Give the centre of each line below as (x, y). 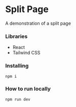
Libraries (16, 36)
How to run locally (28, 89)
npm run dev (18, 99)
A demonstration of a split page (38, 23)
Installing (17, 66)
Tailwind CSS (26, 53)
